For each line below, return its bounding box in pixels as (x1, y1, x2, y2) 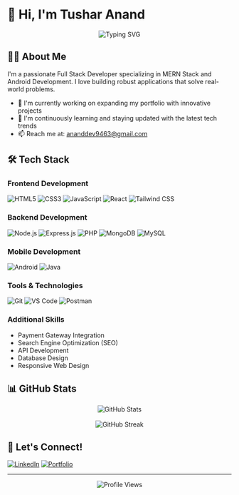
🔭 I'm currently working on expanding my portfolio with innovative (17, 98, 211, 107)
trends (17, 121, 37, 130)
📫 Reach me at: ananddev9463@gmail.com (17, 129, 148, 138)
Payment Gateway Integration (17, 331, 105, 340)
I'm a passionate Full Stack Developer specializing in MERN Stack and (7, 69, 212, 78)
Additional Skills (7, 315, 65, 325)
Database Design (17, 353, 69, 362)
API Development (17, 346, 69, 354)
